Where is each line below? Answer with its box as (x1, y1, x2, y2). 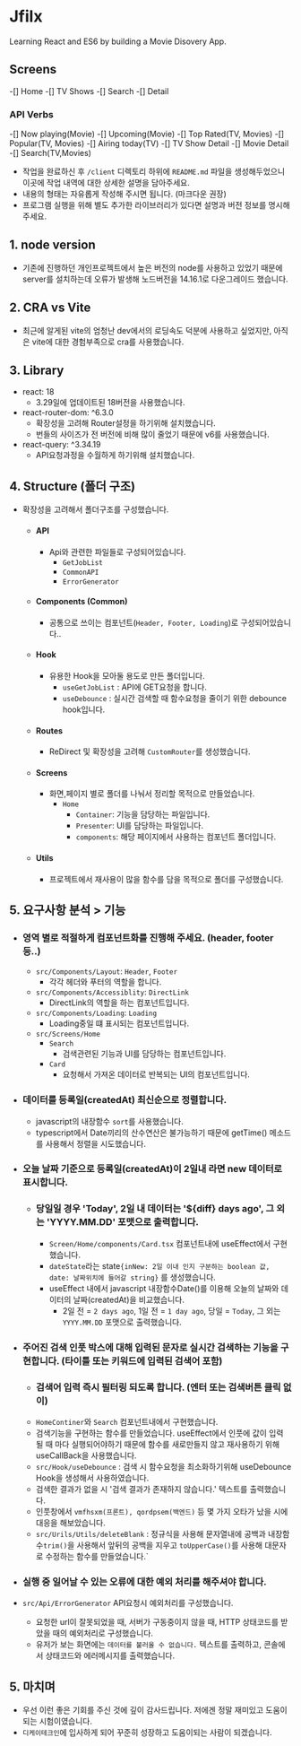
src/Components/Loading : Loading (35, 1007, 158, 1019)
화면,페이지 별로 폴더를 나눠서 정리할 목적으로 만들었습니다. (48, 788, 255, 799)
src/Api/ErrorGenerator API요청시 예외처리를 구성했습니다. (21, 1598, 234, 1609)
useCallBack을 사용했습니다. (35, 1450, 137, 1461)
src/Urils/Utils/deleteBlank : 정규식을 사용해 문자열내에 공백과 (35, 1528, 266, 1539)
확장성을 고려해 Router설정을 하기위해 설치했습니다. (35, 418, 217, 429)
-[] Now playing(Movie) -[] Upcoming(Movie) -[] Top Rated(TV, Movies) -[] (9, 128, 285, 140)
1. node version (9, 238, 96, 253)
